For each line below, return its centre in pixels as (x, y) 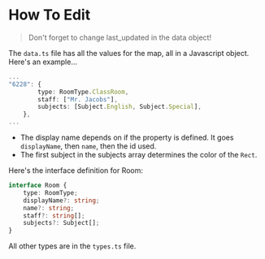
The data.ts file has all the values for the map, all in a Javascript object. (129, 53)
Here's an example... (43, 62)
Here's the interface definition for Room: (76, 171)
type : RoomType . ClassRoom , (83, 92)
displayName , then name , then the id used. (88, 146)
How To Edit (50, 15)
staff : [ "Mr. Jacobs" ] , (78, 99)
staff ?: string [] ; (54, 216)
